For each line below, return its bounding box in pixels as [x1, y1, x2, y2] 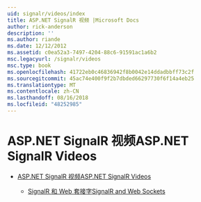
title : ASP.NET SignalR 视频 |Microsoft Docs [7, 17, 139, 24]
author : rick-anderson [7, 23, 73, 30]
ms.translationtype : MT [7, 81, 77, 88]
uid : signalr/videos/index [7, 10, 86, 17]
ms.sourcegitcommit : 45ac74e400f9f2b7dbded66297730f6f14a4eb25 [7, 75, 195, 82]
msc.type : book [7, 62, 51, 69]
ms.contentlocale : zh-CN [7, 88, 79, 95]
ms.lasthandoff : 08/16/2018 [7, 95, 89, 102]
